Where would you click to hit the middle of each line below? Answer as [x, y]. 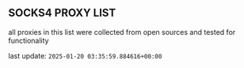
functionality [29, 40]
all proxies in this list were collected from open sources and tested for [122, 32]
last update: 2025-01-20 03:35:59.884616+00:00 [85, 55]
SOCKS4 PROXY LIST [62, 13]
